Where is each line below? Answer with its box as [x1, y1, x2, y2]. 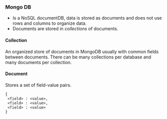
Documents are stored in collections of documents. [12, 26, 119, 32]
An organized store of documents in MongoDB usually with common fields [5, 48, 159, 54]
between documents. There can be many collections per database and [5, 54, 151, 60]
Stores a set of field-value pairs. [5, 82, 72, 88]
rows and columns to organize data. [12, 20, 87, 26]
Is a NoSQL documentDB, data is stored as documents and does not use [12, 15, 162, 21]
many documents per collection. [5, 59, 72, 65]
